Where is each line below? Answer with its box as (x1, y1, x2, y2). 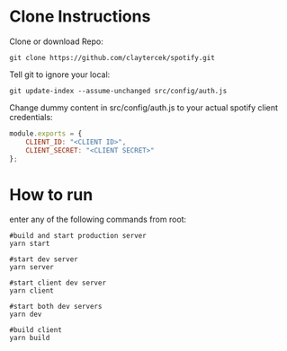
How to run (9, 184, 94, 205)
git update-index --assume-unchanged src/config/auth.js (9, 86, 228, 95)
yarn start (9, 240, 50, 249)
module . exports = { (9, 128, 83, 138)
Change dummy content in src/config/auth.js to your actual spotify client (9, 101, 279, 113)
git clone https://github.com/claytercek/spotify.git (9, 53, 216, 62)
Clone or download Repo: (9, 36, 103, 47)
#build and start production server (9, 232, 147, 241)
